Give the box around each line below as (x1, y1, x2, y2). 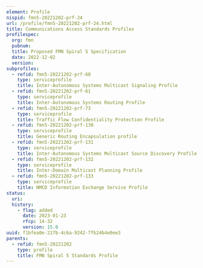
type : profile (17, 247, 53, 253)
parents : (6, 235, 29, 241)
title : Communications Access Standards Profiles (6, 26, 135, 32)
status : (6, 190, 26, 196)
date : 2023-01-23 (22, 213, 67, 219)
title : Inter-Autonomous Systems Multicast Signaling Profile (17, 83, 178, 89)
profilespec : (6, 32, 40, 38)
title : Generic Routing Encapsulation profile (17, 133, 137, 140)
